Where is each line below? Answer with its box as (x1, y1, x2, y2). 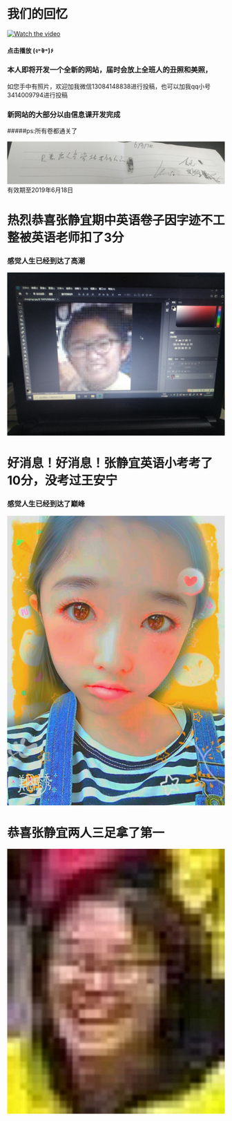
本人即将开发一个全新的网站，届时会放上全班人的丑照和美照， (7, 65, 213, 75)
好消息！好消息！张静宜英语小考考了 (7, 456, 213, 471)
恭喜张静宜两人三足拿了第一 (7, 825, 165, 841)
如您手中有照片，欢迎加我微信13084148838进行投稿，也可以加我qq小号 (7, 82, 211, 90)
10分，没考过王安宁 (7, 473, 117, 489)
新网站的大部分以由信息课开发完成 (7, 110, 121, 119)
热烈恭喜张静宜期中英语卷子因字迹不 (7, 212, 213, 228)
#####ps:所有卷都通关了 (7, 127, 78, 135)
